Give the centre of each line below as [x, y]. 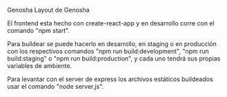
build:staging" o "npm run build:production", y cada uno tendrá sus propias [114, 58]
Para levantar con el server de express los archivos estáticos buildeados [110, 79]
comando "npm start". [39, 31]
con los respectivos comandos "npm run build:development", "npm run [108, 51]
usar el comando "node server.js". [56, 86]
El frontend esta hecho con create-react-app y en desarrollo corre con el [111, 23]
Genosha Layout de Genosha [48, 10]
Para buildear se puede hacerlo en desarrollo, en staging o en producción [112, 44]
